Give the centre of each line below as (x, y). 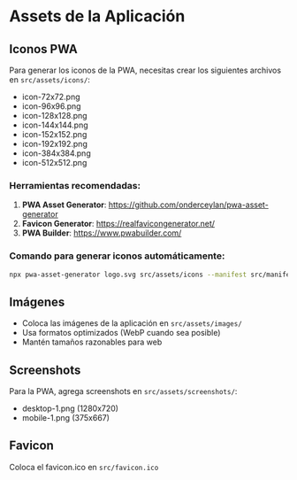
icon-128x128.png (54, 116)
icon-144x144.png (55, 125)
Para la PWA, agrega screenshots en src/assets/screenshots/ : (123, 391)
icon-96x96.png (51, 106)
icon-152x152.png (54, 134)
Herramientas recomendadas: (75, 185)
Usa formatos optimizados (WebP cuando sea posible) (121, 333)
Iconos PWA (43, 49)
